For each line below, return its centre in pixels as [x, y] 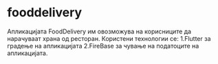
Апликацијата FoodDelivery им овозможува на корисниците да [99, 31]
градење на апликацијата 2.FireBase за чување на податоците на [103, 46]
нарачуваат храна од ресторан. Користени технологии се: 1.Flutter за [109, 38]
